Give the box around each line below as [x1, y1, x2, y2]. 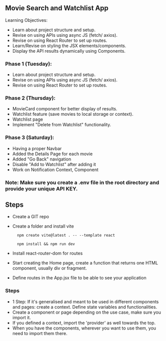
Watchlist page [12, 116, 43, 122]
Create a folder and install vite [12, 223, 74, 229]
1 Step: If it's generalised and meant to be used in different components [12, 298, 159, 305]
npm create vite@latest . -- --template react [17, 233, 115, 238]
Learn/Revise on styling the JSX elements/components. [12, 42, 127, 49]
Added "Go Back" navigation [12, 156, 72, 162]
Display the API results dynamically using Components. [12, 48, 126, 54]
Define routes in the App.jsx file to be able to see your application [12, 275, 147, 281]
